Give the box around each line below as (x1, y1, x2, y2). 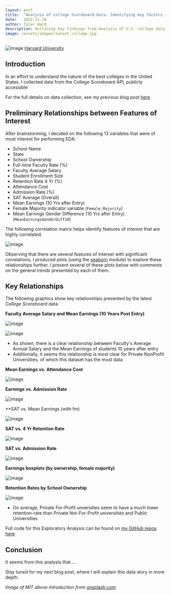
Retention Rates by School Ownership (5, 485, 88, 491)
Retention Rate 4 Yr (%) (12, 178, 63, 184)
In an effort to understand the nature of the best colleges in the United (5, 73, 153, 79)
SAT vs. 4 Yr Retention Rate (5, 426, 65, 432)
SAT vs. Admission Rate (5, 445, 57, 451)
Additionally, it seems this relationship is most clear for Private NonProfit (12, 351, 164, 357)
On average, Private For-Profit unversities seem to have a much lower (12, 505, 159, 511)
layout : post (5, 7, 33, 13)
